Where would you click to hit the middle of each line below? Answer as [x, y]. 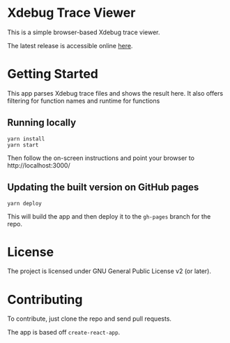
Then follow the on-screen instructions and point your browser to [101, 158]
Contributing [45, 299]
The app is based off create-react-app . [64, 333]
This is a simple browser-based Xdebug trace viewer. [84, 32]
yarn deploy [24, 203]
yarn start [23, 145]
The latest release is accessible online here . [70, 45]
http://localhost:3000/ [39, 165]
